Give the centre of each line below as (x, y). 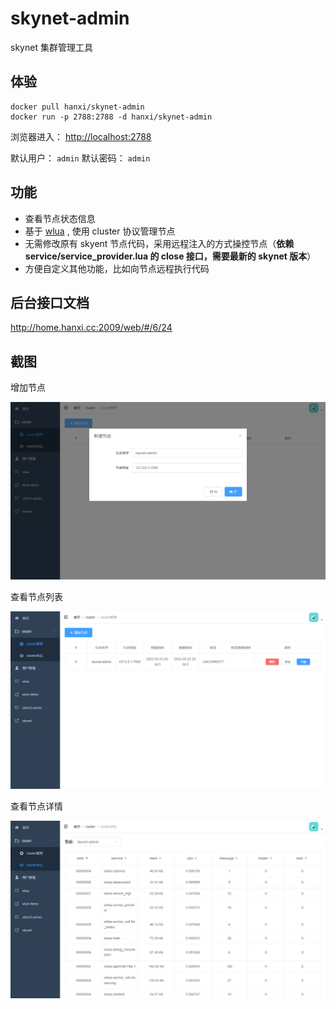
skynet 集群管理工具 (51, 47)
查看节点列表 (36, 597)
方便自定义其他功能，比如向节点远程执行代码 (117, 268)
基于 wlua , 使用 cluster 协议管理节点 (100, 231)
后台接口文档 (50, 302)
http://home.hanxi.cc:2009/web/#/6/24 (91, 328)
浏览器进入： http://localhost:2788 (81, 136)
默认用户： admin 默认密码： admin (80, 158)
